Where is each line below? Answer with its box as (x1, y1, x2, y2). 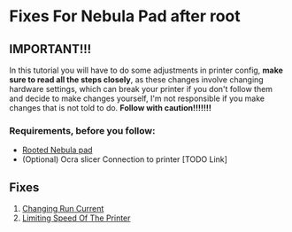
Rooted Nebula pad (21, 144, 93, 156)
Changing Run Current (21, 204, 104, 214)
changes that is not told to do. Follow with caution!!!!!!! (9, 103, 212, 112)
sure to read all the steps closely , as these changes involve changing (9, 74, 264, 85)
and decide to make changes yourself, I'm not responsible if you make (9, 93, 265, 104)
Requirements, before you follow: (9, 124, 156, 136)
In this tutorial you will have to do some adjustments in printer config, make (9, 65, 283, 75)
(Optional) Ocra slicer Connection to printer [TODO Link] (21, 154, 228, 165)
